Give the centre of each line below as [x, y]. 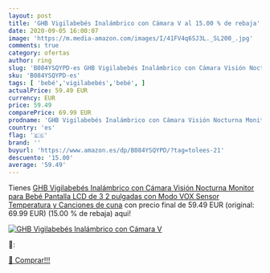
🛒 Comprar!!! [29, 260]
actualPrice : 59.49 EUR [48, 90]
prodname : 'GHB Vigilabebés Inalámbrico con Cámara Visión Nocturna [125, 120]
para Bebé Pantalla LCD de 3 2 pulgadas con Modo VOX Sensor [114, 197]
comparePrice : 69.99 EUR [50, 113]
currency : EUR [32, 98]
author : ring [30, 61]
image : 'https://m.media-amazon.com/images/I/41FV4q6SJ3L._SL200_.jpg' [131, 38]
